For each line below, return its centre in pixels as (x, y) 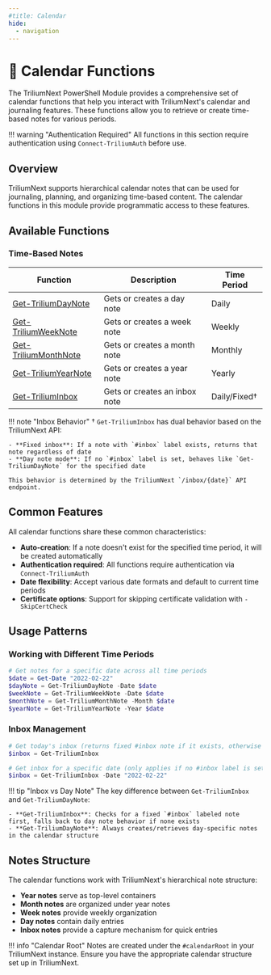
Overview (33, 169)
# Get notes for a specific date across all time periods (108, 671)
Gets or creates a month (149, 344)
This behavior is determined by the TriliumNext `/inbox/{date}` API (128, 480)
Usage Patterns (48, 631)
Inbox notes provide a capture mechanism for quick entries (119, 930)
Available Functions (59, 231)
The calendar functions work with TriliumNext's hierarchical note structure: (133, 880)
